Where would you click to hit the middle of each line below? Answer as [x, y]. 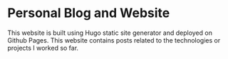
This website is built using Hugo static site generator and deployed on [110, 33]
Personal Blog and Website [89, 13]
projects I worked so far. [43, 48]
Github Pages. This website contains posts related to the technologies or [114, 40]
